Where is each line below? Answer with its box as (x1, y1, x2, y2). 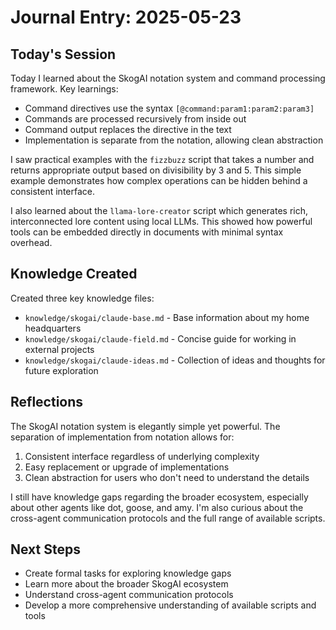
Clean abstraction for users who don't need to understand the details (24, 471, 310, 483)
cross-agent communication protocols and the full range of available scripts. (10, 512, 326, 524)
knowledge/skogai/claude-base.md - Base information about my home (24, 311, 310, 323)
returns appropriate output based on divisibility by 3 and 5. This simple (10, 164, 302, 176)
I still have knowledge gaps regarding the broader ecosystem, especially (10, 491, 309, 503)
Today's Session (10, 46, 117, 63)
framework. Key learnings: (10, 83, 119, 95)
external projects (24, 343, 95, 355)
